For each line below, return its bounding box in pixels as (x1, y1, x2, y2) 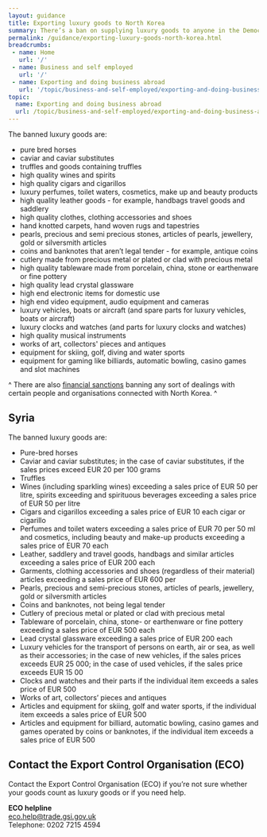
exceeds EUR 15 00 (19, 667, 83, 676)
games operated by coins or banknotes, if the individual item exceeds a (19, 727, 254, 736)
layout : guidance (8, 11, 66, 20)
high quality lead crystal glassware (19, 280, 134, 289)
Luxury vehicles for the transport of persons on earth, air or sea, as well (19, 641, 256, 652)
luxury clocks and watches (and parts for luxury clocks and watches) (19, 323, 246, 331)
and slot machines (19, 365, 80, 374)
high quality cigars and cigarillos (19, 179, 126, 188)
